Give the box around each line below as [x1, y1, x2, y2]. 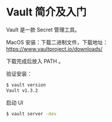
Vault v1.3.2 [6, 87, 38, 94]
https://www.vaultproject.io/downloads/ [6, 45, 103, 52]
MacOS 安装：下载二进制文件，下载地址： [6, 38, 108, 46]
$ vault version [6, 82, 46, 88]
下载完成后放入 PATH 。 [6, 57, 64, 65]
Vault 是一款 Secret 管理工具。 [6, 26, 80, 33]
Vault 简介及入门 [6, 5, 87, 19]
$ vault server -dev [6, 111, 57, 117]
